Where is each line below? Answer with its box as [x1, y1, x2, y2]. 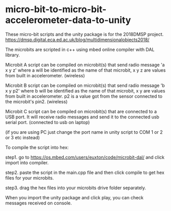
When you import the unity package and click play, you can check [5, 194, 144, 200]
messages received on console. [5, 200, 72, 206]
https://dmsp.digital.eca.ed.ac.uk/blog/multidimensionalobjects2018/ [5, 37, 150, 43]
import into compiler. [5, 159, 49, 166]
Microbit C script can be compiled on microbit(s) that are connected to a [5, 108, 157, 114]
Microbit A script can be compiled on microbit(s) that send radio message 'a [5, 62, 165, 68]
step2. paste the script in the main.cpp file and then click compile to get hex [5, 169, 164, 175]
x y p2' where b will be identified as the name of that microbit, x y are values [5, 87, 165, 94]
